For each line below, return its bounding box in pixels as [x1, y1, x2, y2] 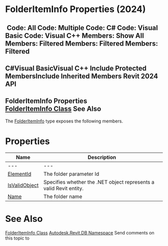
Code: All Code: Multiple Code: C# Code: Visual [6, 24, 158, 32]
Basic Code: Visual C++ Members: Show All [5, 31, 144, 40]
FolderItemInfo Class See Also [5, 104, 101, 113]
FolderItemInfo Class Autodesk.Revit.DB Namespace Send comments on [5, 229, 154, 235]
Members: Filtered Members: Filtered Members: [5, 39, 158, 48]
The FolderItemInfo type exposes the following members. [5, 118, 123, 124]
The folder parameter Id [43, 170, 99, 177]
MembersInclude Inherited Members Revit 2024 [5, 72, 158, 80]
